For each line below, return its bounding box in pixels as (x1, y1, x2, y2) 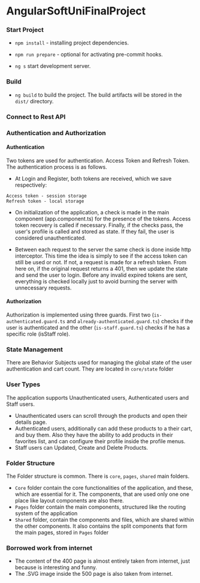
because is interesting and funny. (14, 564, 98, 571)
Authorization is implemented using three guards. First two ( (6, 311, 154, 319)
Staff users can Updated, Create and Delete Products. (14, 444, 149, 451)
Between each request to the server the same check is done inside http (14, 246, 192, 253)
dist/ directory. (14, 97, 54, 104)
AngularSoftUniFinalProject (6, 4, 146, 18)
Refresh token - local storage (6, 198, 84, 204)
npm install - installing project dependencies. (14, 39, 129, 46)
